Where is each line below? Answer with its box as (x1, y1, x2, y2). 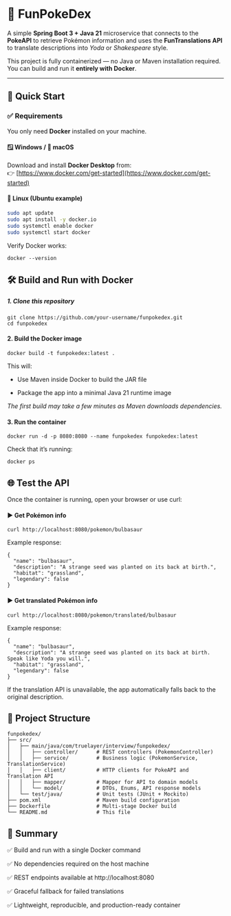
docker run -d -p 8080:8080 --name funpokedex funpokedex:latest (7, 433, 198, 440)
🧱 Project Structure (7, 712, 91, 724)
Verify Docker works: (7, 241, 67, 250)
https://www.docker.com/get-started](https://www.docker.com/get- (18, 169, 211, 177)
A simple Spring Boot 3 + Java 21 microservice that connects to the (7, 29, 199, 37)
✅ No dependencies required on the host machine (7, 860, 149, 868)
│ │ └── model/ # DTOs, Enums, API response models (7, 785, 201, 792)
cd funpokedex (7, 320, 48, 327)
